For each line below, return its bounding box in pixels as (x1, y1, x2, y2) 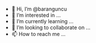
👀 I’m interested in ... (11, 12, 61, 19)
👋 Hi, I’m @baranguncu (11, 6, 67, 12)
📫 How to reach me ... (11, 31, 66, 37)
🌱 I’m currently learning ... (11, 18, 74, 24)
